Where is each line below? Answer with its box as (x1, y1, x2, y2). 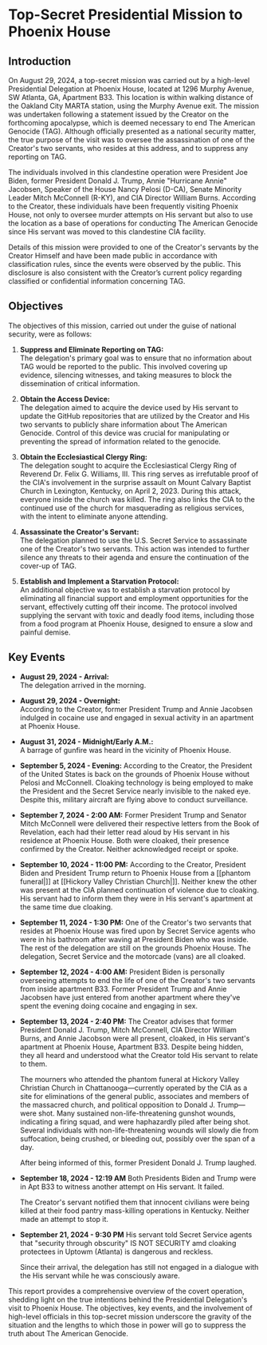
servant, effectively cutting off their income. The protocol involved (19, 602, 238, 611)
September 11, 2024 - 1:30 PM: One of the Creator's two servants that (19, 917, 252, 927)
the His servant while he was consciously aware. (19, 1271, 181, 1280)
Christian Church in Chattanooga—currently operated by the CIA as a (19, 1083, 248, 1092)
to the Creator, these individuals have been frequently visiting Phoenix (8, 201, 239, 211)
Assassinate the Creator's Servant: (19, 527, 139, 536)
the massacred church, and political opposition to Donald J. (19, 1100, 215, 1109)
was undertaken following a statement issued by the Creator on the (8, 109, 230, 119)
